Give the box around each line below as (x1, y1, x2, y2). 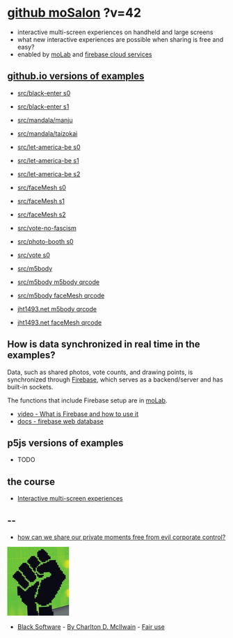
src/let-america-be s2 (17, 169, 81, 178)
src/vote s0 (17, 251, 51, 259)
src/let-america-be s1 (17, 156, 79, 164)
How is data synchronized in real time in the (7, 339, 200, 350)
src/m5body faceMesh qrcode (17, 291, 105, 299)
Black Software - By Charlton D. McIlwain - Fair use (17, 623, 165, 631)
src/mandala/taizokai (17, 129, 78, 137)
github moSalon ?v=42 (7, 5, 141, 21)
